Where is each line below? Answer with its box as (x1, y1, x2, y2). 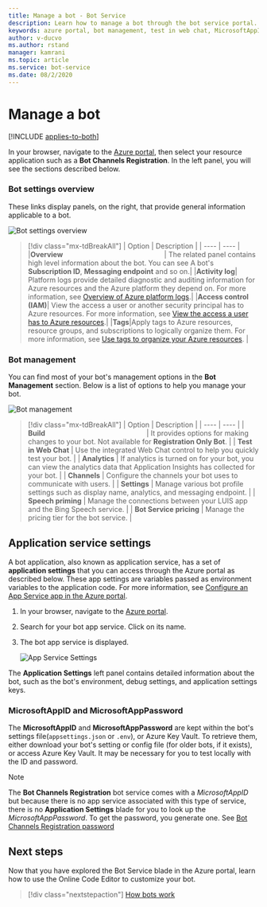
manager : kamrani (8, 49, 66, 57)
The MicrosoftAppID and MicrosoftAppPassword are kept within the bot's (8, 723, 254, 733)
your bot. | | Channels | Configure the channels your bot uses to (27, 471, 238, 480)
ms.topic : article (8, 57, 69, 65)
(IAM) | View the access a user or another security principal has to (27, 300, 245, 310)
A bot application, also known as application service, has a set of (8, 557, 221, 566)
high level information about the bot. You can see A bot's (27, 258, 215, 268)
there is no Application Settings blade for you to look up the (8, 805, 207, 815)
